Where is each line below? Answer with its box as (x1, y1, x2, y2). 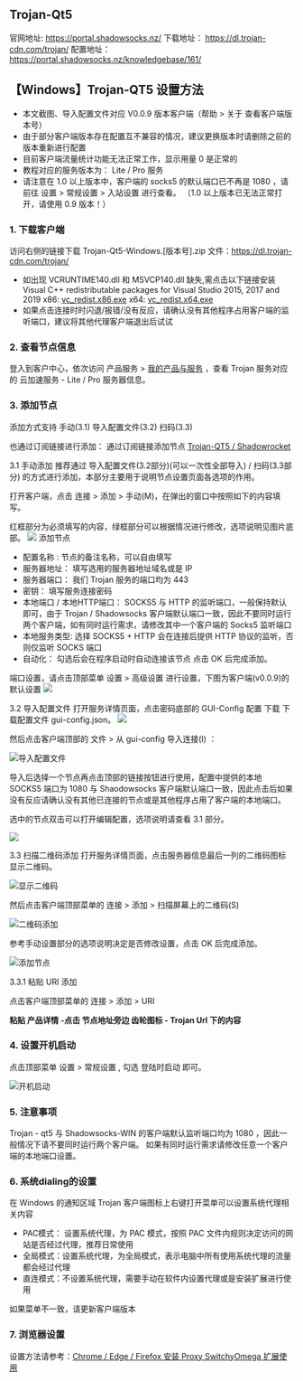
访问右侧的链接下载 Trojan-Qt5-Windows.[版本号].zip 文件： (9, 245, 232, 256)
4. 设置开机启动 (9, 1039, 77, 1052)
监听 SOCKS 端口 (38, 642, 102, 653)
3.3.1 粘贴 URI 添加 (9, 976, 78, 987)
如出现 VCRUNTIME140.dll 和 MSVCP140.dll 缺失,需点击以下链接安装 (22, 274, 277, 285)
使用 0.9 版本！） (46, 198, 111, 209)
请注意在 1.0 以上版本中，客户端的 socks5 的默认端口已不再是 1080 (22, 175, 271, 186)
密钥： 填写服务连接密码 (22, 585, 113, 596)
